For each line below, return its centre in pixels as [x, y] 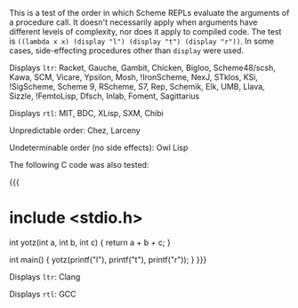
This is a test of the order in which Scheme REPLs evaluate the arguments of [149, 13]
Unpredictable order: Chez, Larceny [75, 130]
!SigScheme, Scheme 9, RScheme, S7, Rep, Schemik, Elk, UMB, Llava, [137, 87]
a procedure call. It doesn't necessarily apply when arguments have [133, 22]
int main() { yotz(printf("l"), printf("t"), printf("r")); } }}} [108, 259]
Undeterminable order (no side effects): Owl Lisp [99, 147]
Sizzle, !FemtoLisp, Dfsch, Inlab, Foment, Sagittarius [105, 96]
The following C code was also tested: [79, 165]
